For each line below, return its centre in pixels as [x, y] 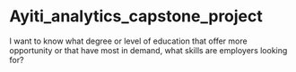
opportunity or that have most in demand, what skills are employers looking [148, 50]
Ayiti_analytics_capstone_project [136, 16]
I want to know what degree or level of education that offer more [129, 41]
